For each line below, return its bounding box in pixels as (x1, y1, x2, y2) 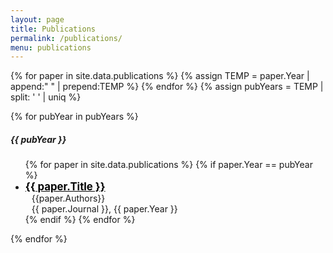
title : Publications (10, 24, 97, 34)
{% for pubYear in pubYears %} (10, 111, 139, 123)
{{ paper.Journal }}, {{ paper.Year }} (31, 203, 178, 215)
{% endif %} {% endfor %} (24, 214, 136, 226)
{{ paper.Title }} (24, 180, 106, 194)
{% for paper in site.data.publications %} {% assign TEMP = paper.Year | (10, 70, 310, 82)
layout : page (10, 14, 65, 25)
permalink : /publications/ (10, 33, 123, 43)
